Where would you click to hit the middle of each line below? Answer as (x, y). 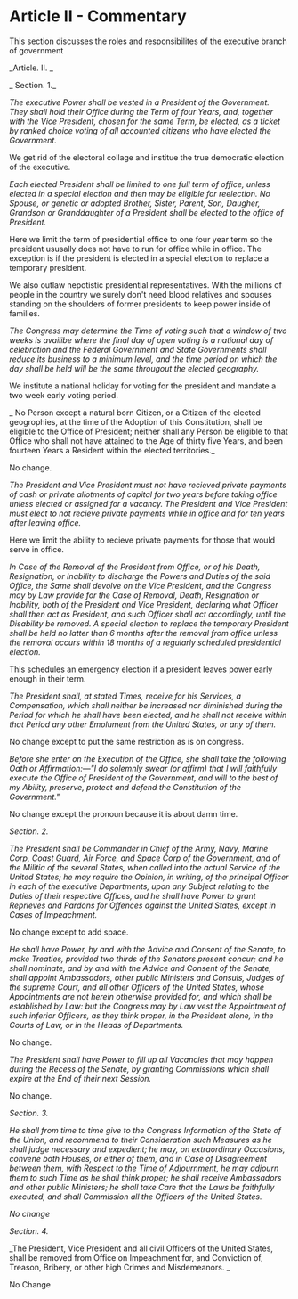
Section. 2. (29, 831)
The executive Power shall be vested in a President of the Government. (139, 102)
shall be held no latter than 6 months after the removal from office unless (144, 633)
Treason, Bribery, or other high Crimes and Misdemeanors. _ (120, 1267)
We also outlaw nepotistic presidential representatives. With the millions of (146, 285)
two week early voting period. (64, 395)
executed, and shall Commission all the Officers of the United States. (136, 1197)
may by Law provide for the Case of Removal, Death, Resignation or (134, 595)
